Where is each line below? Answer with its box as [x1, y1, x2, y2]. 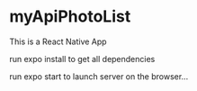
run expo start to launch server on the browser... [9, 70, 189, 82]
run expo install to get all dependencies [9, 53, 156, 64]
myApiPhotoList [9, 6, 131, 27]
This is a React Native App [9, 36, 107, 47]
